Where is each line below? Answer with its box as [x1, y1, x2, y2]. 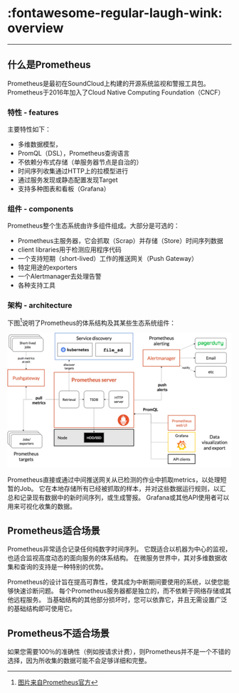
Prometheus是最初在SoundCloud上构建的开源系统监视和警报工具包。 [7, 79, 210, 87]
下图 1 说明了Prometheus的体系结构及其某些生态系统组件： [7, 317, 176, 327]
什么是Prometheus [7, 59, 91, 71]
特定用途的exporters [17, 263, 78, 272]
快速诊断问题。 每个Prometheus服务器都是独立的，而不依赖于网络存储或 [13, 586, 225, 595]
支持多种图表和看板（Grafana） [17, 185, 110, 193]
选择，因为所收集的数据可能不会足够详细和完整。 [7, 656, 151, 665]
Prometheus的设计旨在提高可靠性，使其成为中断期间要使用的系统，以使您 [7, 578, 224, 586]
